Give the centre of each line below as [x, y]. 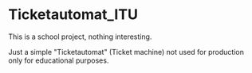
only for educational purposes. [59, 60]
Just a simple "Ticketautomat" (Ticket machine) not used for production [126, 52]
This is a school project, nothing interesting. [80, 36]
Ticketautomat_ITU [73, 15]
